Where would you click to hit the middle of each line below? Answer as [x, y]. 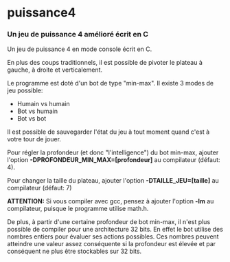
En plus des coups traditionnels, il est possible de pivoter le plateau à [105, 63]
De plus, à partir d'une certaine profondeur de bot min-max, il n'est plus [109, 222]
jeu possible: [25, 90]
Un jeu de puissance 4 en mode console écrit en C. [80, 49]
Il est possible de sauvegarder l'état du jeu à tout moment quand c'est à [108, 132]
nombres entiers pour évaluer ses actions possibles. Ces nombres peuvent [113, 236]
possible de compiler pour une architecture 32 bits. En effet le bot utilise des [115, 230]
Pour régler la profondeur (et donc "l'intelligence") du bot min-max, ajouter [113, 152]
